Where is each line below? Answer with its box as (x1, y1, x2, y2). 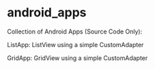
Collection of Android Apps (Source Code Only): (7, 27, 143, 36)
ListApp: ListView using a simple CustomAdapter (7, 40, 144, 49)
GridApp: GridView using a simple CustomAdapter (7, 53, 148, 62)
